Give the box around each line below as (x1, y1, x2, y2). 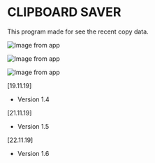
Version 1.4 (17, 95, 50, 104)
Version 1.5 (17, 122, 50, 130)
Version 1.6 (17, 149, 50, 157)
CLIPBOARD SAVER (7, 4, 121, 20)
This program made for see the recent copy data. (7, 27, 149, 36)
